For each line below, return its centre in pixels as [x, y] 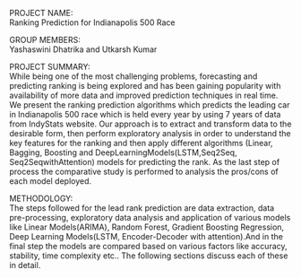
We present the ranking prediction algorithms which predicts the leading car [150, 105]
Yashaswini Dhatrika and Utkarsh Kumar [83, 49]
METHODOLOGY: [41, 198]
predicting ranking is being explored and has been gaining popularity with [145, 86]
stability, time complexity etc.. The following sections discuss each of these [149, 256]
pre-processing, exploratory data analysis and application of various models [150, 217]
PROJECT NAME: [41, 13]
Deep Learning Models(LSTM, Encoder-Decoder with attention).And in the [146, 236]
